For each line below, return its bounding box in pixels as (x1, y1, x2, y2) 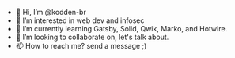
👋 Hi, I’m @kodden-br (15, 8, 87, 16)
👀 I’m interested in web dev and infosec (15, 16, 145, 25)
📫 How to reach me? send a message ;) (15, 42, 147, 50)
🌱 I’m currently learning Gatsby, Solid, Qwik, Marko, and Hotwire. (15, 24, 228, 33)
